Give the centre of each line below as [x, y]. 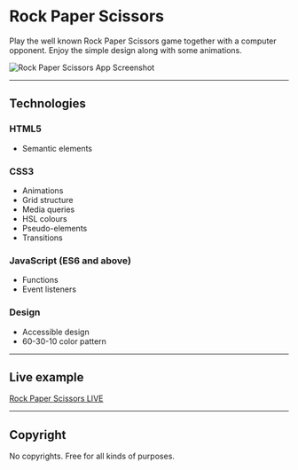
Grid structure [47, 200]
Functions [40, 280]
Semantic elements [57, 148]
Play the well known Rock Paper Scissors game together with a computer [143, 41]
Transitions [43, 238]
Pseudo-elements [55, 228]
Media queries [48, 209]
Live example [47, 377]
